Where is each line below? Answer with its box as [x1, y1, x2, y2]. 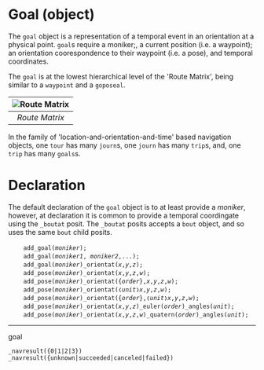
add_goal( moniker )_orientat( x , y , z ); [23, 261, 144, 269]
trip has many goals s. [8, 148, 81, 158]
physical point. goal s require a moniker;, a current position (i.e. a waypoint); [8, 39, 253, 49]
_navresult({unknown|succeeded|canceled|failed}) [8, 354, 174, 362]
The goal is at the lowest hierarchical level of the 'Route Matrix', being [8, 71, 234, 81]
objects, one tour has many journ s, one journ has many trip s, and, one [8, 140, 241, 150]
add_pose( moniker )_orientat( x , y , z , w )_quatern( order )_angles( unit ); [23, 310, 249, 319]
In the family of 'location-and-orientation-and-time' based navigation [8, 132, 232, 141]
